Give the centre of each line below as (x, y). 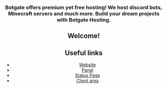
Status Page (88, 76)
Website (88, 65)
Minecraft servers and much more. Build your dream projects (84, 13)
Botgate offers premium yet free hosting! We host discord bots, (84, 7)
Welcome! (84, 36)
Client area (88, 81)
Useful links (84, 53)
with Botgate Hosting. (84, 20)
